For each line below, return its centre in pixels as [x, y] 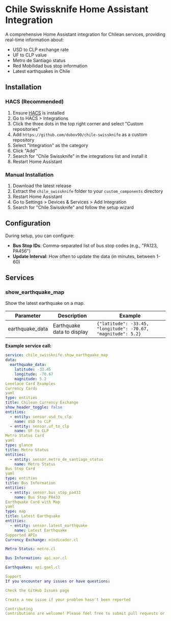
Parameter [28, 316]
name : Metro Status [35, 464]
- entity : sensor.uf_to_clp [40, 426]
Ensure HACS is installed [38, 112]
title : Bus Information [31, 483]
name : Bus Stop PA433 [37, 497]
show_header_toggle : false [34, 407]
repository [23, 140]
